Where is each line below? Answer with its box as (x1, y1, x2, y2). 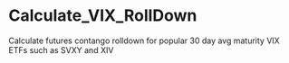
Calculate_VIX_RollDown (8, 5, 197, 26)
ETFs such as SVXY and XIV (8, 44, 114, 55)
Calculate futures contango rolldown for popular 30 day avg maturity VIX (8, 35, 280, 46)
